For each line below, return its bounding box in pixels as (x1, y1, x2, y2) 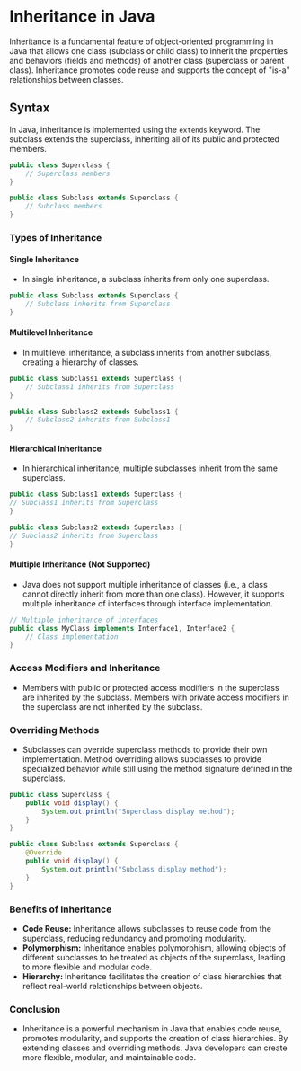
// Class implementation (25, 632, 119, 642)
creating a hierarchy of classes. (22, 357, 139, 367)
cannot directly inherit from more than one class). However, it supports (22, 589, 285, 599)
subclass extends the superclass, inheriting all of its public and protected (9, 133, 280, 145)
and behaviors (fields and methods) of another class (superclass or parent (9, 55, 285, 66)
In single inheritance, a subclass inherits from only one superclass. (22, 274, 270, 285)
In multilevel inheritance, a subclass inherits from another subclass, (22, 347, 272, 358)
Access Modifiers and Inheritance (9, 662, 161, 675)
